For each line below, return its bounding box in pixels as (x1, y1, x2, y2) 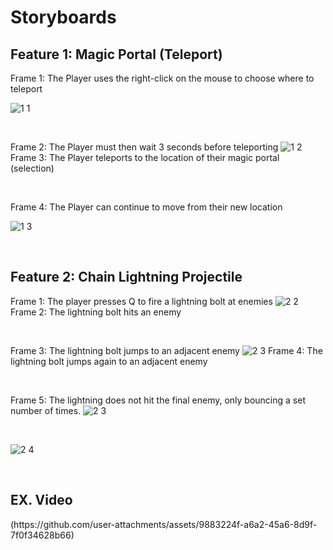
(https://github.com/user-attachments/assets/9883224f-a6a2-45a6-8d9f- (10, 518, 318, 530)
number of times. (10, 404, 82, 416)
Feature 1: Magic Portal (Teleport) (10, 46, 223, 63)
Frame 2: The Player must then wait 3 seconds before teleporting (10, 141, 279, 153)
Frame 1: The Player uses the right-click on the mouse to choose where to (10, 72, 315, 84)
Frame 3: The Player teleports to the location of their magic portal (10, 152, 280, 163)
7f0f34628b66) (10, 529, 75, 541)
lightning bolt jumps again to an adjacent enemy (10, 355, 208, 367)
